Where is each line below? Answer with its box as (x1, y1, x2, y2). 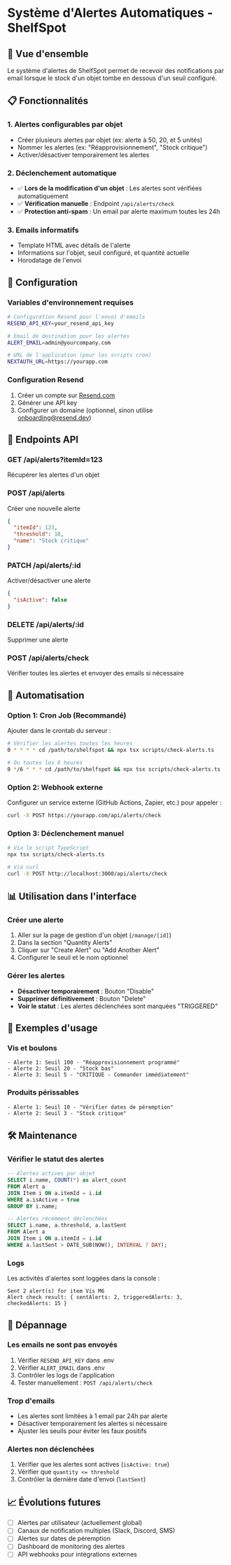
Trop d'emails (7, 1396, 55, 1406)
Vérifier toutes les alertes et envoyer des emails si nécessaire (7, 669, 184, 678)
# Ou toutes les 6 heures (7, 759, 83, 766)
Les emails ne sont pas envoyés (7, 1340, 118, 1349)
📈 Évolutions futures (7, 1496, 101, 1508)
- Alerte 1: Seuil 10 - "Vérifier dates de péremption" (7, 1104, 174, 1111)
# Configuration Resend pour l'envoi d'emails (7, 313, 146, 320)
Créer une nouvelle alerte (7, 504, 80, 513)
